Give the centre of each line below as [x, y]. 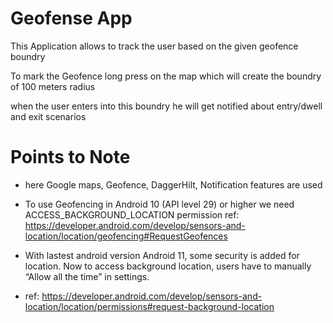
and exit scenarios [48, 116]
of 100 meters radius [53, 86]
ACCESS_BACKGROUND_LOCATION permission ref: [132, 214]
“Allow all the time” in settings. [87, 276]
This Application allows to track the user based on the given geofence [154, 46]
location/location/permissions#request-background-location [149, 306]
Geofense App [71, 18]
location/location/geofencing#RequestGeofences [126, 236]
